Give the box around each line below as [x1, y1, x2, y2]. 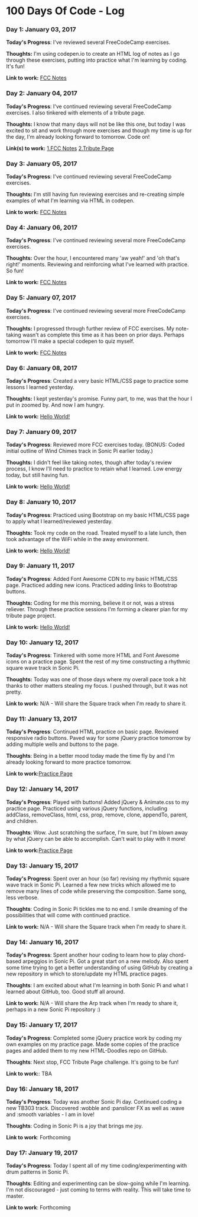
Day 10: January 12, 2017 [6, 638, 79, 646]
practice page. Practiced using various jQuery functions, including [6, 805, 167, 812]
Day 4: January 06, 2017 [6, 224, 78, 231]
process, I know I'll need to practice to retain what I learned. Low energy [6, 465, 182, 472]
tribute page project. [6, 612, 56, 619]
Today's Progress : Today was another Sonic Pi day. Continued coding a [6, 1098, 182, 1105]
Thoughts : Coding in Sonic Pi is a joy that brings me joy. [6, 1122, 143, 1129]
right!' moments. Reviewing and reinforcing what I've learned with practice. [6, 261, 189, 268]
